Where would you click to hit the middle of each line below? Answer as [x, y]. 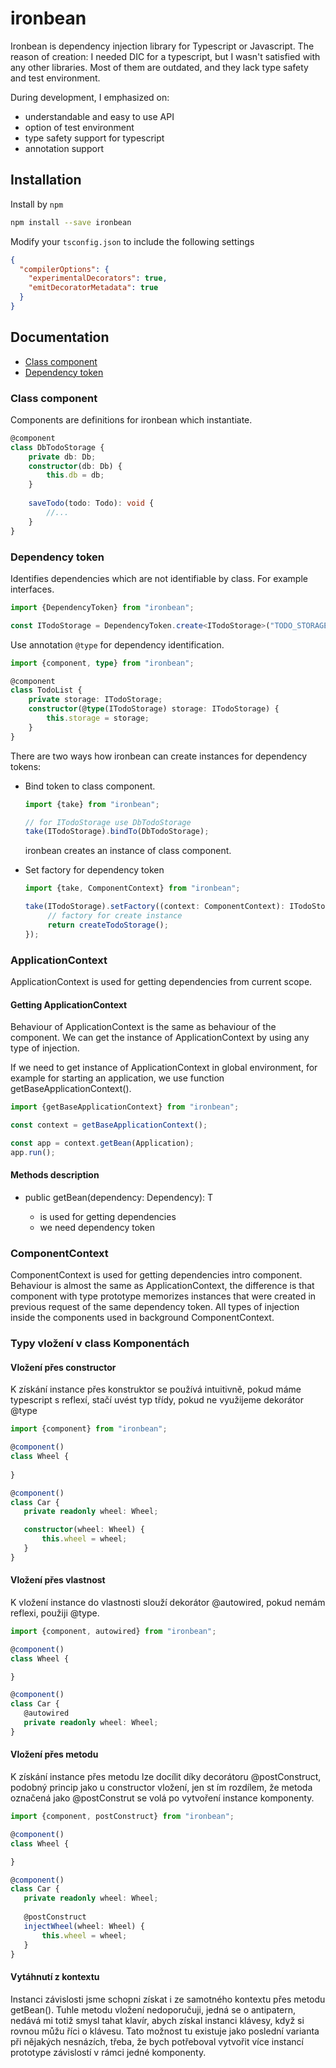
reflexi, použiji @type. [55, 1613]
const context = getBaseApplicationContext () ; [109, 1125]
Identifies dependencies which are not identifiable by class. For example [159, 578]
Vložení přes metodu [54, 1754]
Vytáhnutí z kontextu [55, 1977]
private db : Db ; [62, 457]
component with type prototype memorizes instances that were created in [163, 1296]
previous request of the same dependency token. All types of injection [155, 1307]
